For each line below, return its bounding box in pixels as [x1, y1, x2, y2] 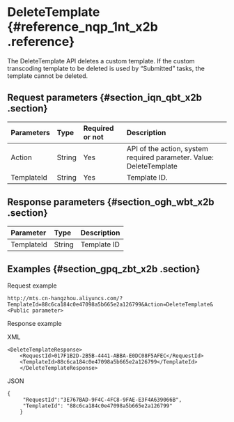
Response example [7, 320, 62, 328]
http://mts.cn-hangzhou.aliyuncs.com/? [7, 295, 123, 302]
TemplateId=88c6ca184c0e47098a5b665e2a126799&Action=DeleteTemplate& [7, 301, 214, 308]
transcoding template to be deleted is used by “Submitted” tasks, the [7, 64, 205, 72]
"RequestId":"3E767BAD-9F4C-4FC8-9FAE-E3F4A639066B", [22, 396, 182, 404]
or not [83, 132, 104, 141]
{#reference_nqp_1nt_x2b [7, 19, 158, 35]
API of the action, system [126, 143, 209, 153]
